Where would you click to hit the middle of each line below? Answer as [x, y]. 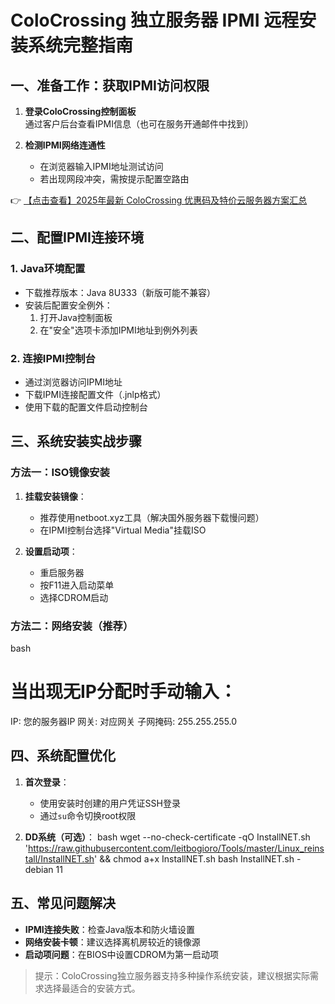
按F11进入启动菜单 [77, 585]
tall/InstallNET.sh [59, 858]
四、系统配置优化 [63, 756]
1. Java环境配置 [48, 269]
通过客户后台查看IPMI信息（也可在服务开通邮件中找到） [139, 124]
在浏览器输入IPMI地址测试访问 [101, 166]
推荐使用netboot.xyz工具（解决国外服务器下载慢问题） [152, 517]
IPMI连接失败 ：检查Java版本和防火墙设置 [110, 929]
